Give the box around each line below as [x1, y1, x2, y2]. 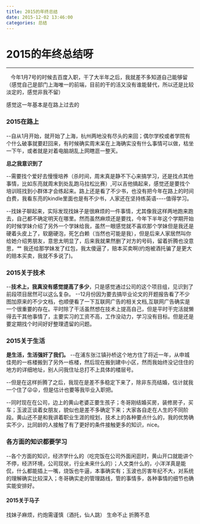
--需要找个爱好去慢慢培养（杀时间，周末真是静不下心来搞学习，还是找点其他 [6, 172, 193, 179]
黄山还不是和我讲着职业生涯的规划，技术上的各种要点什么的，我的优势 [16, 414, 189, 421]
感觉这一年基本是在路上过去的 [6, 101, 79, 108]
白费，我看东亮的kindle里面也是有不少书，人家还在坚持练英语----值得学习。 [6, 195, 192, 202]
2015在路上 [6, 117, 39, 126]
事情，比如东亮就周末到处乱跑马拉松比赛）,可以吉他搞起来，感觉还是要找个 [6, 180, 190, 187]
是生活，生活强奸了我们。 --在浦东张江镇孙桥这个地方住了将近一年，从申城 [6, 351, 190, 358]
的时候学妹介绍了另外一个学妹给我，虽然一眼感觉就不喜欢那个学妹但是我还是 [6, 222, 194, 229]
